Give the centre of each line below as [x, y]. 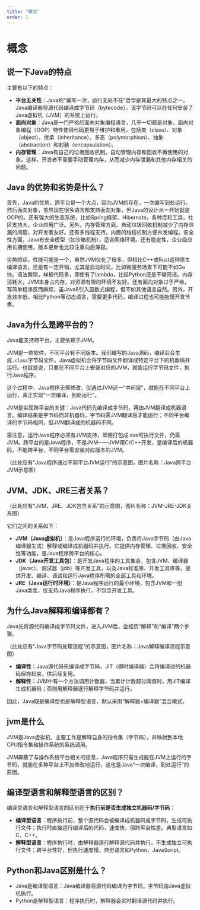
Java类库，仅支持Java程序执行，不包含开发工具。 [77, 590]
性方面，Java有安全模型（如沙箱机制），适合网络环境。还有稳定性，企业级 [97, 240]
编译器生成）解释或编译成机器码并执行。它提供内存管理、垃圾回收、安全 [104, 546]
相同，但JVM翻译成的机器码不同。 [75, 422]
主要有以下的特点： [30, 87]
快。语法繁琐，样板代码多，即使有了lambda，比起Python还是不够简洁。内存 [100, 275]
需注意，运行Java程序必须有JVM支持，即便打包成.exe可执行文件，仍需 [93, 435]
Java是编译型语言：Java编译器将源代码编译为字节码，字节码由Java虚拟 [103, 886]
